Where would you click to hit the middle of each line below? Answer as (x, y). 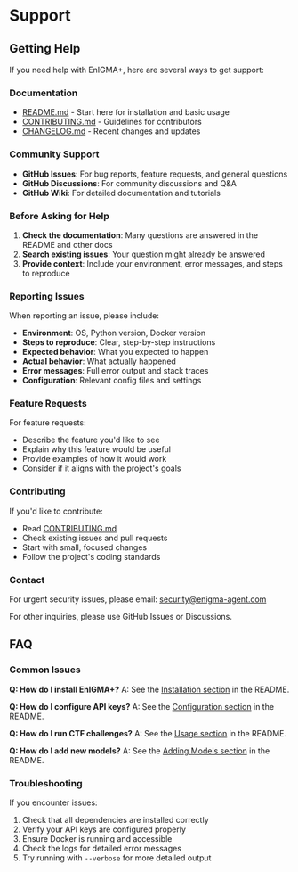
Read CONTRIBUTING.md (69, 528)
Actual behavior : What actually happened (99, 361)
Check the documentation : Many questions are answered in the (140, 235)
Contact (27, 580)
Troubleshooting (46, 783)
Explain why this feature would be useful (97, 449)
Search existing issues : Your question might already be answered (143, 254)
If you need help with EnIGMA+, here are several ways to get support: (137, 70)
